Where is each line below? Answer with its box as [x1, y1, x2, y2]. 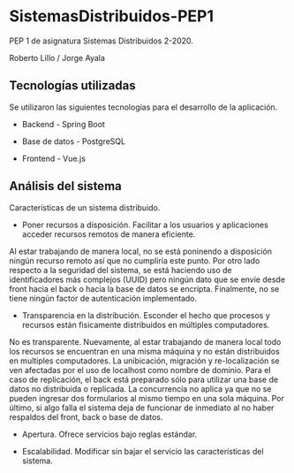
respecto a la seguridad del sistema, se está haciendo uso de [9, 264, 232, 275]
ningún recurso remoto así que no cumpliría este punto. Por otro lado [9, 255, 260, 266]
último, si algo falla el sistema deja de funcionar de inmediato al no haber [9, 402, 275, 413]
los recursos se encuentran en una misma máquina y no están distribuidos [9, 346, 280, 356]
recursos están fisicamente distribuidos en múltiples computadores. [21, 319, 270, 330]
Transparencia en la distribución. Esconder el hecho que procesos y [21, 309, 271, 320]
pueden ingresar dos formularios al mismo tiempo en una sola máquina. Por [9, 393, 284, 403]
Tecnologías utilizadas [9, 78, 136, 94]
